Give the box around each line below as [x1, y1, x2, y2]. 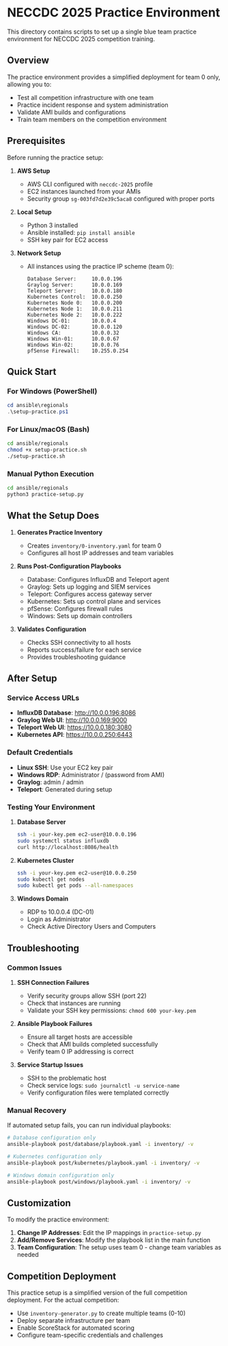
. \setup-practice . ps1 [7, 408, 69, 415]
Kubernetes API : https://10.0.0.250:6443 [16, 731, 133, 739]
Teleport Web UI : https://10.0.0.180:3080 [16, 723, 132, 731]
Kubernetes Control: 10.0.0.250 [27, 293, 123, 300]
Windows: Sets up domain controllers [27, 611, 133, 620]
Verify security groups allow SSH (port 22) [27, 992, 147, 1000]
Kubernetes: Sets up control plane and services [27, 597, 161, 605]
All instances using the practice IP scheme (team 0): [27, 262, 174, 270]
